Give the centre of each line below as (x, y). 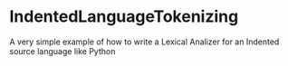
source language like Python (62, 51)
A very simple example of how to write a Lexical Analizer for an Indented (144, 42)
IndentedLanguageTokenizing (124, 17)
